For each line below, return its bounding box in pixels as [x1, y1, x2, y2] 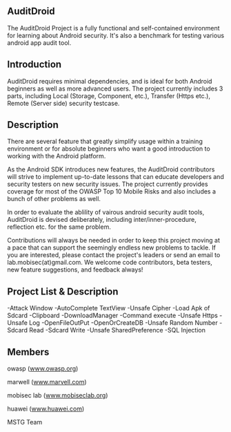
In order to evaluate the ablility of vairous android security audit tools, [7, 208, 205, 216]
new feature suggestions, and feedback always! [7, 265, 143, 274]
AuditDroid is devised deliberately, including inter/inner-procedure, [7, 216, 197, 224]
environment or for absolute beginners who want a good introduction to [7, 144, 210, 153]
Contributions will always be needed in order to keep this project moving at [7, 236, 221, 245]
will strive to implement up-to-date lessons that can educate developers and [7, 173, 224, 181]
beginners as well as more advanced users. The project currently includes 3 [7, 84, 223, 93]
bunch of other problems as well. [7, 195, 101, 203]
